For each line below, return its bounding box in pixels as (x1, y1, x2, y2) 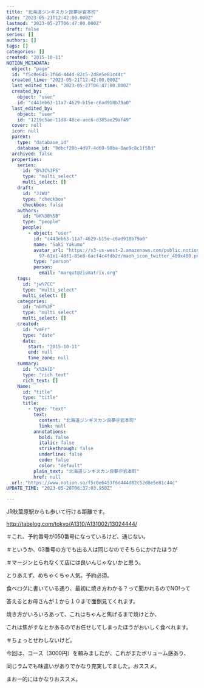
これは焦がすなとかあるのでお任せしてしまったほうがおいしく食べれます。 (6, 623, 192, 631)
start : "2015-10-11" (28, 343, 80, 349)
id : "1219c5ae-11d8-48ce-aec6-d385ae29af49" (17, 116, 132, 123)
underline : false (38, 451, 83, 457)
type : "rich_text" (22, 371, 69, 378)
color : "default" (38, 462, 83, 468)
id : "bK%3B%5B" (22, 213, 61, 220)
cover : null (12, 123, 42, 129)
